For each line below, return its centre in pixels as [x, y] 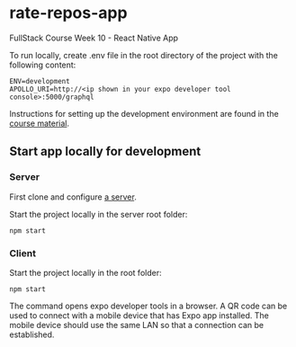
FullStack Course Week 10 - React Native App [94, 38]
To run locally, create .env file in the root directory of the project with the [144, 55]
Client [22, 253]
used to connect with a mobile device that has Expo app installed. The [139, 315]
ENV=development [40, 81]
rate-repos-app [68, 13]
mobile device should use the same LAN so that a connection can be [136, 325]
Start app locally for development [105, 151]
